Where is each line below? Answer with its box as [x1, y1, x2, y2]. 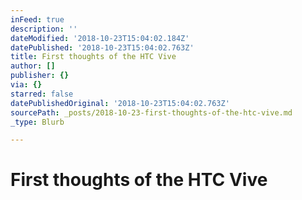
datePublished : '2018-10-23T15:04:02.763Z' [10, 42, 195, 53]
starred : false [10, 89, 74, 99]
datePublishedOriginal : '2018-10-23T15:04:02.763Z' [10, 98, 230, 108]
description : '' [10, 24, 78, 34]
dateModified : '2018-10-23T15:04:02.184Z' [10, 33, 190, 43]
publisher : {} [10, 71, 70, 81]
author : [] [10, 61, 56, 71]
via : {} [10, 80, 43, 90]
